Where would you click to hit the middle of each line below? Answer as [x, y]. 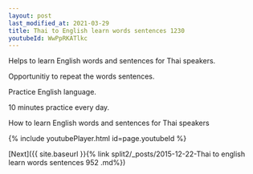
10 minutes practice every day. [59, 107]
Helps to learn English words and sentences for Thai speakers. [112, 61]
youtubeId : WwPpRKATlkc [48, 38]
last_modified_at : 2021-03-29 [59, 23]
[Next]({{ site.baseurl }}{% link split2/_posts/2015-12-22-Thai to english [127, 154]
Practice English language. [52, 92]
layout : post [30, 16]
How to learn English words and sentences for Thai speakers [109, 123]
